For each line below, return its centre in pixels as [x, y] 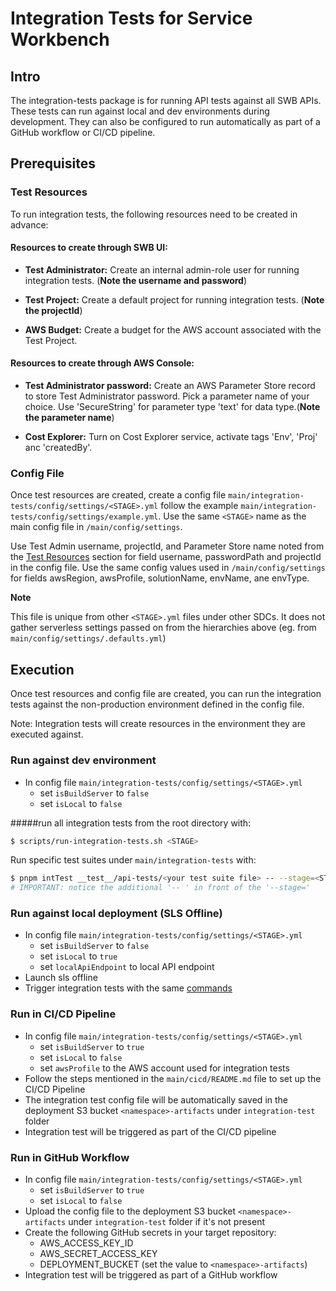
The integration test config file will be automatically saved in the [156, 1099]
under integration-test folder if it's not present [167, 1222]
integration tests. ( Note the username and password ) [136, 280]
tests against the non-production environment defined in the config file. [157, 704]
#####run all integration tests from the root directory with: [131, 823]
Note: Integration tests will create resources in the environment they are [158, 724]
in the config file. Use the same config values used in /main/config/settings [168, 568]
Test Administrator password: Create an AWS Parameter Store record [170, 386]
